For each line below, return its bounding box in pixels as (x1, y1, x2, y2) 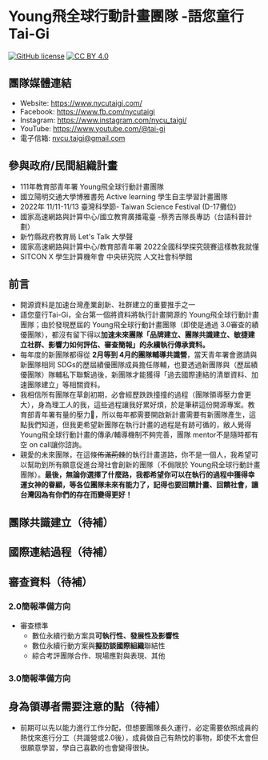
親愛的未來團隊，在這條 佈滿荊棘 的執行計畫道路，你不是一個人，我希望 (19, 450, 252, 460)
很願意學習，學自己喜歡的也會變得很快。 (19, 742, 154, 752)
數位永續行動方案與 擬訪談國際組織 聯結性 (31, 641, 166, 650)
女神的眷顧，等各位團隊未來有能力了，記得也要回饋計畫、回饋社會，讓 (26, 480, 258, 490)
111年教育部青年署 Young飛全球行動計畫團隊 (19, 182, 164, 191)
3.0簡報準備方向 (8, 673, 71, 684)
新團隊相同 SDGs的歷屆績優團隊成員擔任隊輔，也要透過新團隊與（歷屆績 (19, 360, 258, 370)
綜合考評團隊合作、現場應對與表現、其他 (31, 650, 166, 660)
